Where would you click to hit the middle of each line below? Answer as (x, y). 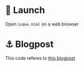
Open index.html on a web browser (42, 24)
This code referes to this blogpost (40, 58)
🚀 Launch (25, 10)
